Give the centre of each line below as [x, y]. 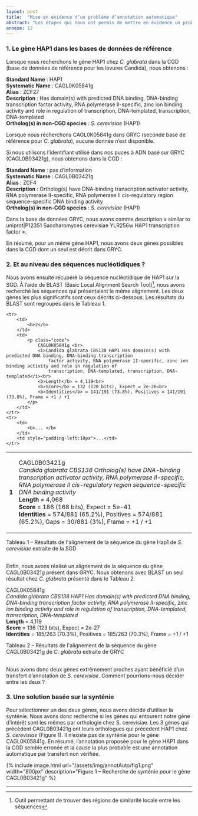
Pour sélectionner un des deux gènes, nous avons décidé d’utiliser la [90, 710]
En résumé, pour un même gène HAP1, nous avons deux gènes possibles [95, 243]
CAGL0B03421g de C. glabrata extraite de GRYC [65, 651]
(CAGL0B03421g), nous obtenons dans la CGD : [64, 158]
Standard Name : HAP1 [34, 79]
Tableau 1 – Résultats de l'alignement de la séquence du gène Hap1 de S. [94, 542]
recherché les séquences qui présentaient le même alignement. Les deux [95, 291]
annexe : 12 [19, 28]
